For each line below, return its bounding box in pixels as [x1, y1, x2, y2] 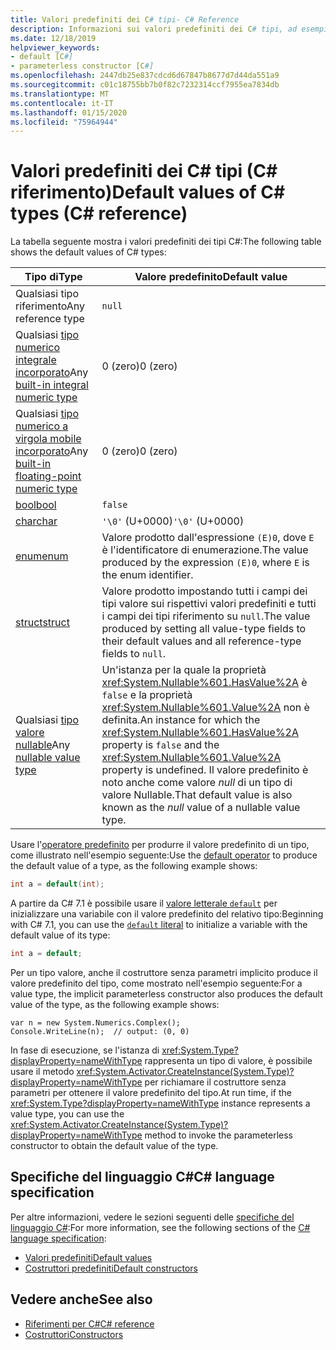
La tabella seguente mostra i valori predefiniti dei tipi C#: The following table [10, 236, 322, 248]
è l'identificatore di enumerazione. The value [101, 543, 309, 557]
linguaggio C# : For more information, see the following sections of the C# [10, 1221, 311, 1233]
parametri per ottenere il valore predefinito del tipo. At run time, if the [10, 1086, 292, 1098]
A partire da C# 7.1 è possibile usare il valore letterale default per [10, 897, 278, 910]
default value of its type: [10, 929, 111, 941]
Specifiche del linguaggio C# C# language [10, 1169, 275, 1186]
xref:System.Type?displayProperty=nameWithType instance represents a [10, 1097, 311, 1109]
